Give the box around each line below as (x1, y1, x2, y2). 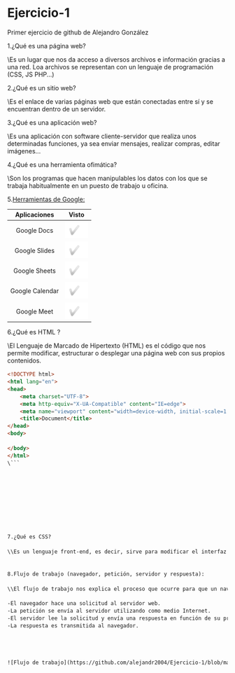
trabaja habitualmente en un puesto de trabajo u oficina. (7, 181, 169, 190)
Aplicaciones (15, 210, 55, 219)
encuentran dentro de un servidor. (7, 104, 106, 113)
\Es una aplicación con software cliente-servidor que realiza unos (7, 132, 197, 140)
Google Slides (14, 246, 55, 254)
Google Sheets (13, 266, 56, 275)
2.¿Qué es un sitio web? (7, 83, 76, 92)
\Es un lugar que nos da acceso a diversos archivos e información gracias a (7, 55, 226, 64)
